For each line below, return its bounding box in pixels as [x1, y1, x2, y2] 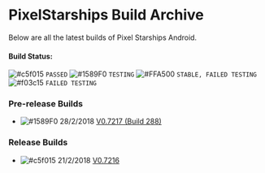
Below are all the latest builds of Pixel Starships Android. [8, 32, 198, 42]
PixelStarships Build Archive [8, 6, 205, 24]
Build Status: [8, 51, 53, 61]
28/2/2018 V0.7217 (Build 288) [59, 116, 163, 127]
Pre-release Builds [8, 98, 84, 110]
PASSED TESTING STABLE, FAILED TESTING [46, 71, 258, 79]
